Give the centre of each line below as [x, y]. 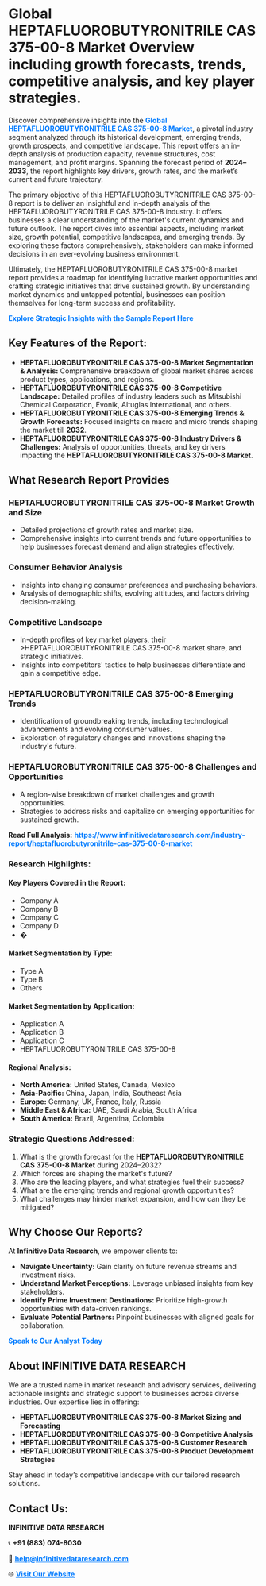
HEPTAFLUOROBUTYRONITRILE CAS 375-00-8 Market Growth [131, 503]
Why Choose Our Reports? [75, 1232]
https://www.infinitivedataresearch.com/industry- [160, 835]
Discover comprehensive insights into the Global [88, 120]
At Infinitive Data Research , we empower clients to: [93, 1251]
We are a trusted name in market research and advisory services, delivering [132, 1385]
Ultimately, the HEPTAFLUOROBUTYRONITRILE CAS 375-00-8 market [123, 269]
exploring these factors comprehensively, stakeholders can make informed [131, 245]
